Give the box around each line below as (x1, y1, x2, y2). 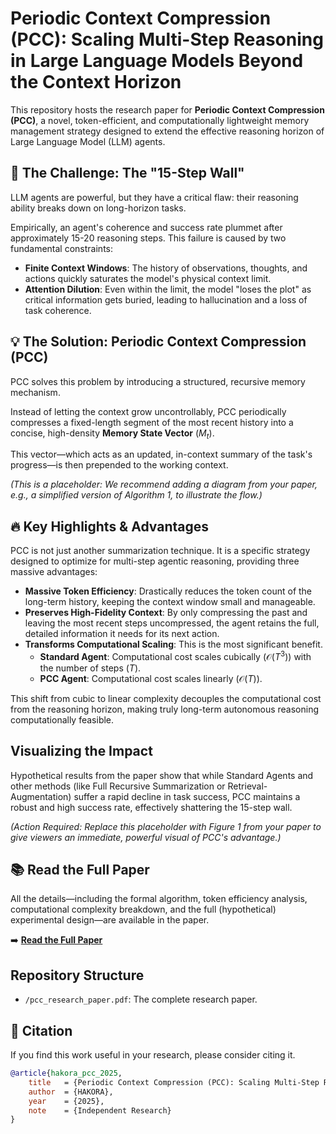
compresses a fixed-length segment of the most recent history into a (10, 416, 294, 428)
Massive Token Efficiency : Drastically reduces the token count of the (24, 585, 313, 597)
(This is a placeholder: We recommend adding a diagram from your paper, (10, 478, 318, 491)
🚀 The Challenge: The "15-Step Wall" (10, 165, 245, 182)
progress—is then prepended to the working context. (10, 459, 229, 471)
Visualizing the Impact (10, 743, 153, 760)
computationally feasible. (10, 713, 115, 726)
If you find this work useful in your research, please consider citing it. (10, 1049, 296, 1061)
